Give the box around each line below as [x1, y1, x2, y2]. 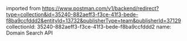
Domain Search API [6, 29, 53, 36]
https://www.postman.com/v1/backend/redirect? [42, 5, 159, 12]
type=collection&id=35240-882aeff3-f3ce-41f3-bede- [6, 11, 139, 18]
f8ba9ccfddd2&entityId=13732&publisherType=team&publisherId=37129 [6, 17, 182, 24]
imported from [6, 5, 41, 12]
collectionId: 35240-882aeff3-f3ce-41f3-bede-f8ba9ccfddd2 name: [6, 23, 172, 30]
